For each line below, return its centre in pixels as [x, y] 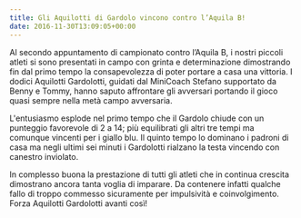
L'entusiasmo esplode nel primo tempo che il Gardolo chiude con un [137, 118]
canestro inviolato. [44, 156]
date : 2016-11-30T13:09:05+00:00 [73, 26]
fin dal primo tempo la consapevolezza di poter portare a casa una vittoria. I [151, 71]
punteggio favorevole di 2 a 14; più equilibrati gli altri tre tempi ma [132, 127]
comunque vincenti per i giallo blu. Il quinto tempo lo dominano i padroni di [149, 137]
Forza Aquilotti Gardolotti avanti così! [79, 203]
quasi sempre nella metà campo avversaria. [91, 100]
